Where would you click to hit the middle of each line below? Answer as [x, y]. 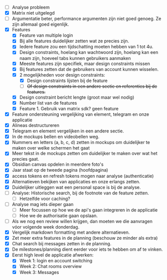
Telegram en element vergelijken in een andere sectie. [68, 131]
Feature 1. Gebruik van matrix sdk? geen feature [69, 108]
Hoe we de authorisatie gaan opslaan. [59, 216]
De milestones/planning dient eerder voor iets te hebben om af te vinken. [87, 249]
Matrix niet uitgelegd [33, 13]
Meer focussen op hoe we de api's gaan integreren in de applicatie [89, 210]
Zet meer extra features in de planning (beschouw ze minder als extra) [85, 238]
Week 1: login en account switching [56, 261]
